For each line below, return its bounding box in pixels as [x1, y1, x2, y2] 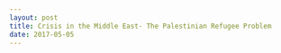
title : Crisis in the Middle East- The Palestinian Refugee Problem [9, 22, 272, 31]
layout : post [9, 13, 59, 22]
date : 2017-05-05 [9, 30, 75, 39]
